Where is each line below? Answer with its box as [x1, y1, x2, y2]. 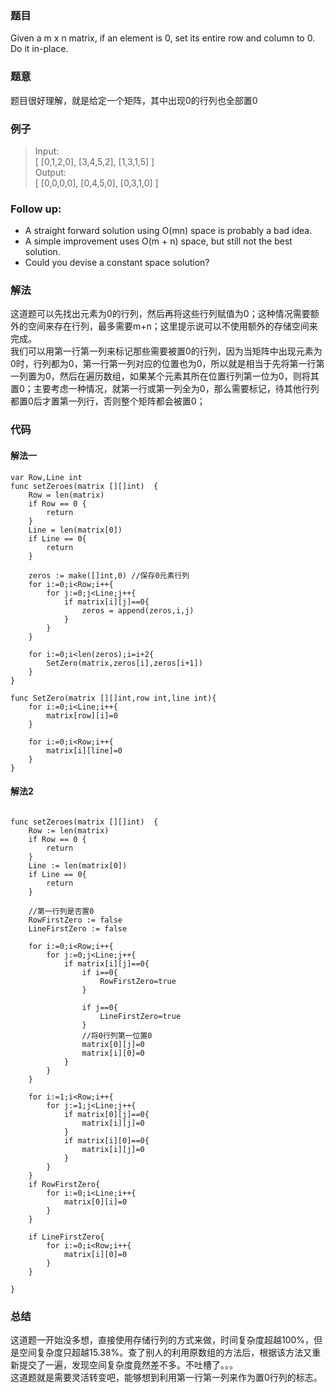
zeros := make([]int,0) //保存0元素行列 [28, 570, 190, 581]
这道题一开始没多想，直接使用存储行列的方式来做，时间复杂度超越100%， [10, 1334, 315, 1346]
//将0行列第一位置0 [81, 1030, 153, 1041]
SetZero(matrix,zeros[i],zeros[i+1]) [46, 658, 203, 668]
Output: [34, 166, 67, 178]
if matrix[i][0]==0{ [63, 1135, 150, 1146]
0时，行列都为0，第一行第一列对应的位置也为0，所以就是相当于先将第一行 [10, 358, 317, 370]
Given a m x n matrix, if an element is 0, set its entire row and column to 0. [10, 32, 316, 44]
